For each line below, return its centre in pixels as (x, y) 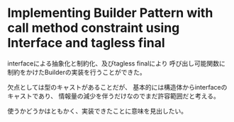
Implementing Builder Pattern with (110, 13)
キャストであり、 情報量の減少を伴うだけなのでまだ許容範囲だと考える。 (113, 96)
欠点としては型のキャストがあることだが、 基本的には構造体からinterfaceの (117, 87)
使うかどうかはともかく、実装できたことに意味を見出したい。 (97, 111)
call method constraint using (94, 28)
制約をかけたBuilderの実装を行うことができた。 (77, 72)
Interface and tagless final (86, 43)
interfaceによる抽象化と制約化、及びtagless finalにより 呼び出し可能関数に (116, 63)
